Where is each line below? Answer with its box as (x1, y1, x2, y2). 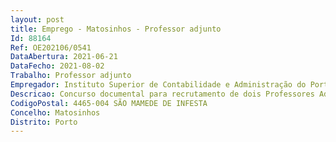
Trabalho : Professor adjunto (10, 71, 132, 81)
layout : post (10, 14, 65, 25)
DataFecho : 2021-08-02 (10, 61, 105, 71)
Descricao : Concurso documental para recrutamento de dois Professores (10, 89, 315, 99)
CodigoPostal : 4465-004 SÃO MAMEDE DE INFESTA (10, 98, 208, 108)
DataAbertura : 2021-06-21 (10, 52, 118, 62)
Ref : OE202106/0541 (10, 42, 92, 53)
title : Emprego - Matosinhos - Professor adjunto (10, 24, 222, 34)
